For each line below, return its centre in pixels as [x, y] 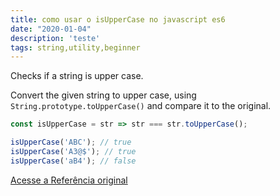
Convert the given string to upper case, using [103, 95]
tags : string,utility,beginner [75, 47]
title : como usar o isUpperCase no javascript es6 [118, 19]
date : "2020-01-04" [51, 29]
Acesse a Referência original [69, 180]
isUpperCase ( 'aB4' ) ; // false [73, 161]
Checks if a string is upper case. [77, 76]
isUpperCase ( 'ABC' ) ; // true [71, 142]
